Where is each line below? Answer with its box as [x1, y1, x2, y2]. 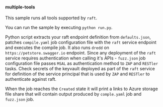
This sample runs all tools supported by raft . [5, 15, 97, 21]
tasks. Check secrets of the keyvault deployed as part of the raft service [5, 66, 155, 72]
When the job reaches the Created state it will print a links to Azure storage [5, 86, 158, 92]
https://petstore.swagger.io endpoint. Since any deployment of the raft [5, 50, 156, 56]
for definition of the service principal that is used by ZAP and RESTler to [5, 71, 150, 77]
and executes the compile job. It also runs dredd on [5, 45, 109, 51]
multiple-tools [5, 4, 35, 10]
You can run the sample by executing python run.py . [5, 25, 113, 31]
